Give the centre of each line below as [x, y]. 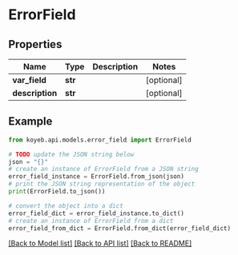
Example [30, 122]
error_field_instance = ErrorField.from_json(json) [96, 177]
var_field [29, 80]
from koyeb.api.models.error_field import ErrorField [100, 140]
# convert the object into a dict [66, 205]
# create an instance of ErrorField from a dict [91, 221]
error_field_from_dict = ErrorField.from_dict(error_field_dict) [119, 228]
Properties [35, 44]
